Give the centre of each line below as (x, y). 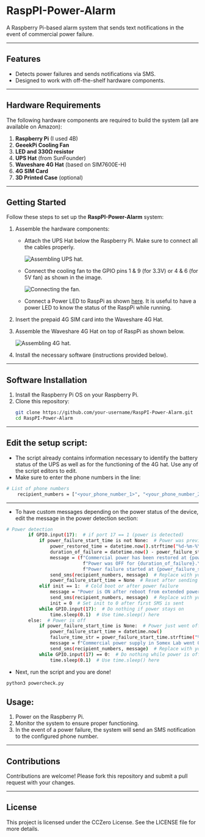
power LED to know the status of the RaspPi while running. (98, 308)
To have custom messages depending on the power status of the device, (107, 511)
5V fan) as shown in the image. (63, 277)
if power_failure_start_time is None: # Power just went (114, 626)
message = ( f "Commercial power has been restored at (118, 557)
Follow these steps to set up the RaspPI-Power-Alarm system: (85, 217)
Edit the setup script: (47, 443)
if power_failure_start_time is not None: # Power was (111, 541)
